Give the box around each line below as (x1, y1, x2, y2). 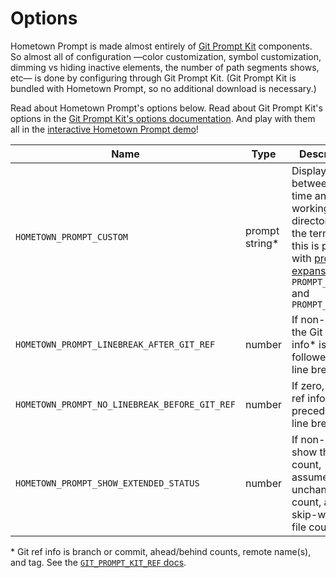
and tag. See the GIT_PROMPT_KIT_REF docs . (10, 556, 187, 568)
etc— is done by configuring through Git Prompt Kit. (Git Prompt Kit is (10, 72, 297, 84)
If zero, (291, 378, 325, 392)
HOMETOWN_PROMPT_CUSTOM (15, 231, 129, 242)
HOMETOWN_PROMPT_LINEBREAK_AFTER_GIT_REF (15, 338, 216, 350)
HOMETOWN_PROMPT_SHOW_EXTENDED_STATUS (15, 477, 200, 489)
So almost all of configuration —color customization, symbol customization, (10, 50, 322, 62)
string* (244, 236, 280, 250)
